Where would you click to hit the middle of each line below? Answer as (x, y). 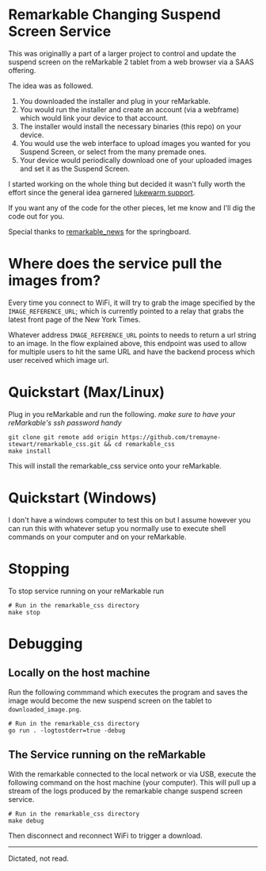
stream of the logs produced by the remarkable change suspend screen (125, 791)
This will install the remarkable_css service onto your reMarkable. (115, 465)
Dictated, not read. (39, 858)
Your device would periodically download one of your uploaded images (136, 160)
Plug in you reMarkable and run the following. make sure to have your (122, 414)
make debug (26, 821)
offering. (22, 70)
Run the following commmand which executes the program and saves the (128, 692)
